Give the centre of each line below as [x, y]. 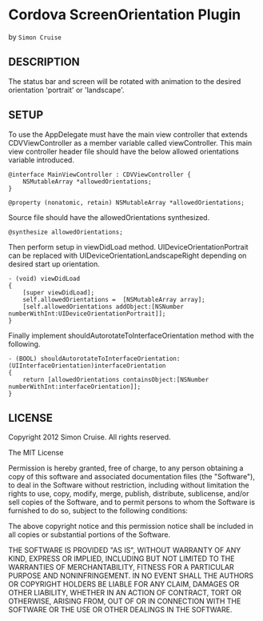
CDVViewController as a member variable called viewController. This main [130, 142]
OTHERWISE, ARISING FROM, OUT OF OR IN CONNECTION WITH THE [125, 601]
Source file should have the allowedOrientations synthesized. [109, 217]
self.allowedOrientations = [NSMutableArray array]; [114, 299]
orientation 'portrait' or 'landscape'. [67, 90]
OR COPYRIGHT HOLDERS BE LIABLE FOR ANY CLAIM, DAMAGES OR [124, 584]
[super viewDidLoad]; [58, 292]
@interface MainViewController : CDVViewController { [100, 174]
